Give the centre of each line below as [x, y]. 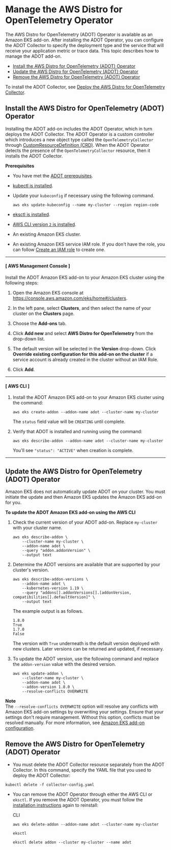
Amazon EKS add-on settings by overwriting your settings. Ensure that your [84, 711]
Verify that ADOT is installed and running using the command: [77, 432]
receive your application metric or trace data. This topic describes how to [82, 51]
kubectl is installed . [33, 186]
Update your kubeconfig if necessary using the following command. [83, 195]
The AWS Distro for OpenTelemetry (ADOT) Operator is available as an [79, 34]
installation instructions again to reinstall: [55, 805]
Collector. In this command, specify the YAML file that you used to [82, 770]
